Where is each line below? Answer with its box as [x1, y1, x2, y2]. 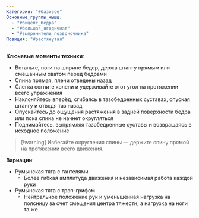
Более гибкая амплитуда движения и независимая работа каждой [23, 175, 193, 181]
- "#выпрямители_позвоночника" [11, 31, 89, 37]
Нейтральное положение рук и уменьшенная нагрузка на [23, 194, 171, 200]
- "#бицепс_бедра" [11, 20, 58, 26]
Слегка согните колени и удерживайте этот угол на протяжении [14, 83, 178, 90]
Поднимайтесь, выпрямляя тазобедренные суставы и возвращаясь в [14, 121, 192, 128]
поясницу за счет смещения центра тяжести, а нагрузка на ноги [23, 200, 188, 207]
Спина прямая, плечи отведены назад [14, 77, 112, 84]
